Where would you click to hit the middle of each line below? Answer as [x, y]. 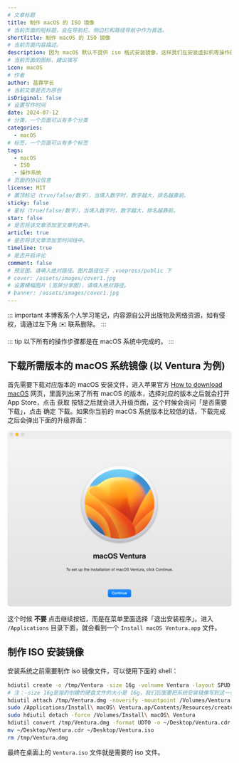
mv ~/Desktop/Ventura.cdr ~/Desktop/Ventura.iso [81, 730]
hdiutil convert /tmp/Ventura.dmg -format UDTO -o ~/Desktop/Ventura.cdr [119, 723]
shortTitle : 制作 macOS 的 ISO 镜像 [59, 38]
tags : [15, 150]
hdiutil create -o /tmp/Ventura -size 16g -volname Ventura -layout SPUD [119, 685]
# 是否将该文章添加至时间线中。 [48, 241]
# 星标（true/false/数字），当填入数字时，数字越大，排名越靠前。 [93, 210]
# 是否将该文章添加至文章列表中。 [51, 225]
